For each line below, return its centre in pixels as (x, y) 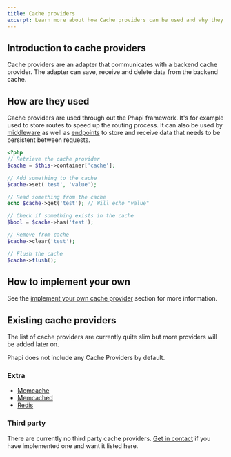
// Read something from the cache (57, 197)
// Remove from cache (38, 235)
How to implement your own (69, 281)
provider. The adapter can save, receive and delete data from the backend (113, 72)
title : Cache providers (41, 14)
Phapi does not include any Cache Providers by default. (86, 358)
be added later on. (33, 344)
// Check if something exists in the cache (71, 216)
